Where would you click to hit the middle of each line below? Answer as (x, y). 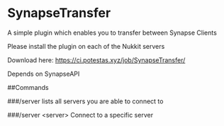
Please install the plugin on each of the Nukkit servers (86, 46)
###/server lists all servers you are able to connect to (85, 101)
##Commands (28, 87)
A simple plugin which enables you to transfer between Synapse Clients (112, 33)
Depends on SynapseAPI (44, 74)
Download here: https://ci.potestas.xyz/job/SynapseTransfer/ (96, 60)
